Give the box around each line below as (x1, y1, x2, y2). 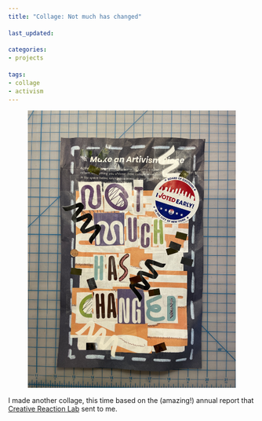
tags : (8, 71, 26, 79)
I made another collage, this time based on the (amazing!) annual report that (8, 395, 254, 405)
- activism (8, 87, 44, 95)
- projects (8, 54, 44, 62)
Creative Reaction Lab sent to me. (8, 404, 118, 413)
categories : (8, 46, 47, 54)
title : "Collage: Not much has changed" (8, 13, 143, 20)
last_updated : (8, 29, 55, 37)
